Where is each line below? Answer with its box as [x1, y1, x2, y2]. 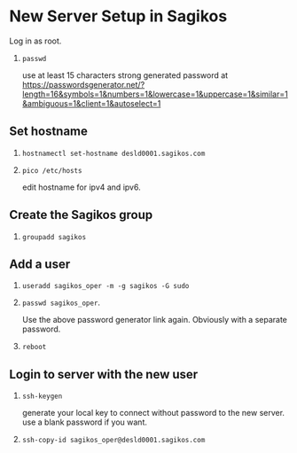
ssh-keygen [21, 392, 63, 401]
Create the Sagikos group [9, 207, 153, 223]
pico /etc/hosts [21, 166, 82, 175]
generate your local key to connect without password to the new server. [21, 408, 285, 418]
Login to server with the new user [9, 366, 199, 382]
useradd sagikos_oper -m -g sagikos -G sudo [21, 282, 190, 291]
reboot [21, 343, 47, 352]
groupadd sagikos [21, 232, 87, 241]
